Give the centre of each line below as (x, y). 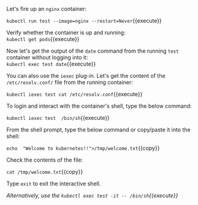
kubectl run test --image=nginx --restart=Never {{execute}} (84, 20)
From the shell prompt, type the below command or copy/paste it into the (99, 130)
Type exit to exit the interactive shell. (54, 184)
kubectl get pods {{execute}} (43, 39)
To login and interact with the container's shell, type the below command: (99, 106)
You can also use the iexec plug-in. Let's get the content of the (86, 76)
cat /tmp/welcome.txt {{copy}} (45, 172)
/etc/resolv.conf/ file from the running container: (70, 82)
